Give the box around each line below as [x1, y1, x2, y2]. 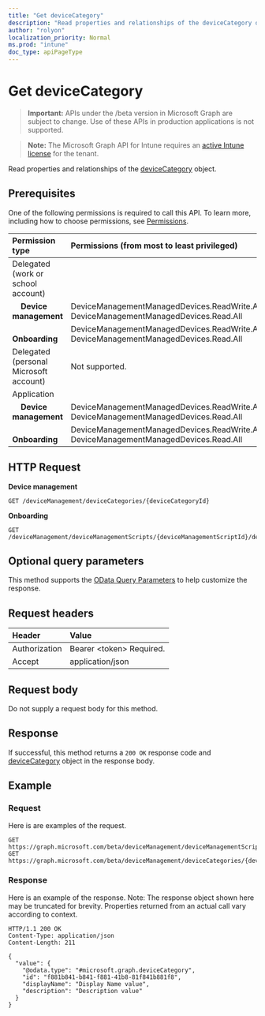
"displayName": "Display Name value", [22, 980, 150, 988]
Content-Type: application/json [8, 932, 114, 939]
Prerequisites [8, 187, 76, 201]
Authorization [12, 643, 62, 654]
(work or [12, 268, 44, 279]
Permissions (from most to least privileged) [70, 240, 238, 251]
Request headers [8, 606, 95, 620]
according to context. [8, 909, 78, 919]
